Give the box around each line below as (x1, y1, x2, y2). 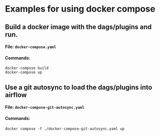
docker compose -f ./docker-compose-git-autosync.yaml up (5, 126, 125, 131)
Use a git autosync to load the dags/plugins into (5, 83, 153, 91)
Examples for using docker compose (5, 3, 156, 15)
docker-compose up (5, 70, 42, 75)
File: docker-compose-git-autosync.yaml (5, 104, 85, 110)
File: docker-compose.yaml (5, 44, 57, 50)
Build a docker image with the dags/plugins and (5, 23, 152, 31)
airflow (5, 91, 27, 99)
